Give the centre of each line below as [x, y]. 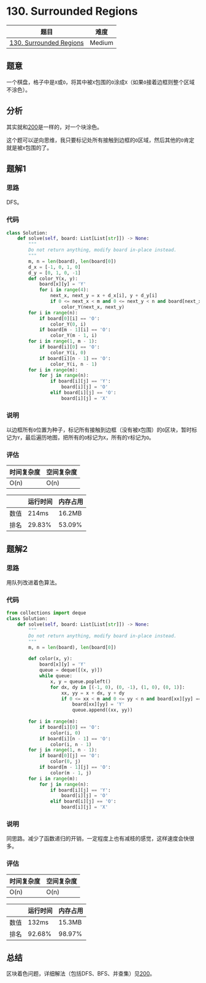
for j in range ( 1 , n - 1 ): [63, 750]
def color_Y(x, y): [53, 278]
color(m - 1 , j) [71, 773]
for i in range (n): [53, 313]
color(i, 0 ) [65, 733]
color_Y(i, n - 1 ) [74, 364]
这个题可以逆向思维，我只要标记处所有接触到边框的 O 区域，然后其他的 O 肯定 [101, 140]
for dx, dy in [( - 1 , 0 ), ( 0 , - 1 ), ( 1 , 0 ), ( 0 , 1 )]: [117, 687]
